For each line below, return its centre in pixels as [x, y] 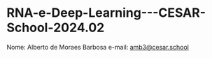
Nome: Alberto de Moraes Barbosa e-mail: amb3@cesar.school [98, 47]
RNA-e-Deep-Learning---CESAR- [106, 13]
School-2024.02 [56, 28]
